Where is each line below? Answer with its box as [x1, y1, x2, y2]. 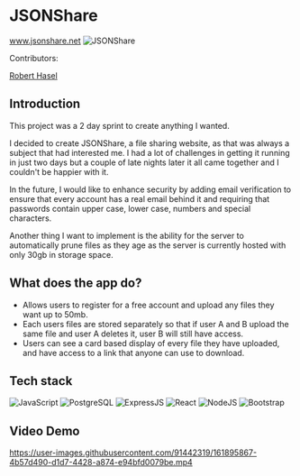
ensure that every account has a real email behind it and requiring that [9, 193, 270, 204]
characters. [9, 213, 52, 224]
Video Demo [9, 423, 80, 438]
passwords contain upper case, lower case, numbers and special [9, 203, 251, 214]
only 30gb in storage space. [9, 249, 114, 260]
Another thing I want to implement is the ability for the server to [9, 230, 245, 241]
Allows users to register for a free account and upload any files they [22, 299, 275, 310]
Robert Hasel [9, 69, 59, 81]
